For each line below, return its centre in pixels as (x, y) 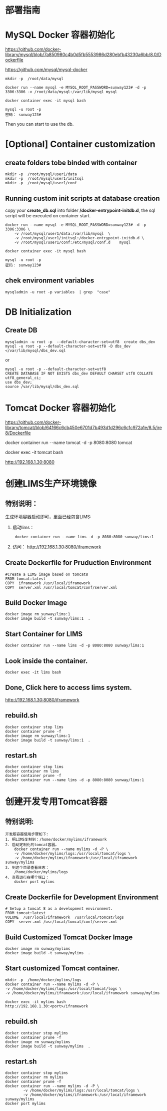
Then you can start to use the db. (39, 124)
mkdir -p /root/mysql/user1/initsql (44, 179)
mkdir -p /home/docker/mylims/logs (43, 980)
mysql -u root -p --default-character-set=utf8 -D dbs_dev (68, 346)
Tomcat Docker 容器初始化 (60, 408)
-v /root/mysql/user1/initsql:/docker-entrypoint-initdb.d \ (79, 238)
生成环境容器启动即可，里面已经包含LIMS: (48, 517)
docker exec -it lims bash (33, 672)
